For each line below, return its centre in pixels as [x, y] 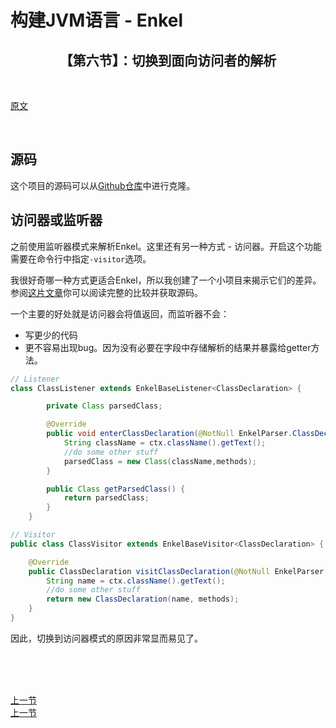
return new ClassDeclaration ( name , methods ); [143, 599]
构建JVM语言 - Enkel [97, 20]
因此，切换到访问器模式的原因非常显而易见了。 [106, 638]
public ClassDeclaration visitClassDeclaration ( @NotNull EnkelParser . [178, 571]
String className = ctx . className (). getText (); [165, 443]
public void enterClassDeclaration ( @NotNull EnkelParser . [169, 434]
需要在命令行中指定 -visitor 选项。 [81, 258]
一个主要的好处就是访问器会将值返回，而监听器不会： [120, 313]
